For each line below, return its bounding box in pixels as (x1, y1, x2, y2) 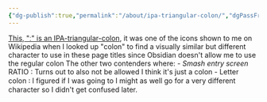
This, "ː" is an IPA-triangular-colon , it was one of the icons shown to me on (8, 33, 253, 43)
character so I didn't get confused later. (8, 85, 137, 94)
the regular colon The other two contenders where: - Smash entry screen (8, 59, 249, 68)
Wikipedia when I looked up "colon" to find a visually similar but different (8, 41, 246, 51)
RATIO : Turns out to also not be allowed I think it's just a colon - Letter (8, 66, 239, 76)
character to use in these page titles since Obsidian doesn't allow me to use (8, 50, 257, 59)
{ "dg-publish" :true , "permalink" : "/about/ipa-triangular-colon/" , (8, 11, 229, 20)
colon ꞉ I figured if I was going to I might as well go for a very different (8, 76, 236, 85)
